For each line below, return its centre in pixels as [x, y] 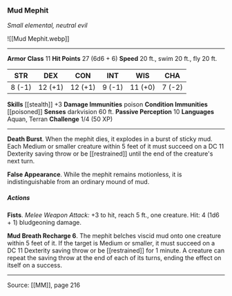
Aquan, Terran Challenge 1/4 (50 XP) [60, 119]
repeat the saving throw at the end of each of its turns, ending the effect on [114, 258]
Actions [19, 197]
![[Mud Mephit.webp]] [38, 39]
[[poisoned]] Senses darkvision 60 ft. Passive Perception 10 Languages [111, 112]
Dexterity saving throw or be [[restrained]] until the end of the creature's [110, 154]
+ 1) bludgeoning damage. [44, 223]
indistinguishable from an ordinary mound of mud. [78, 182]
